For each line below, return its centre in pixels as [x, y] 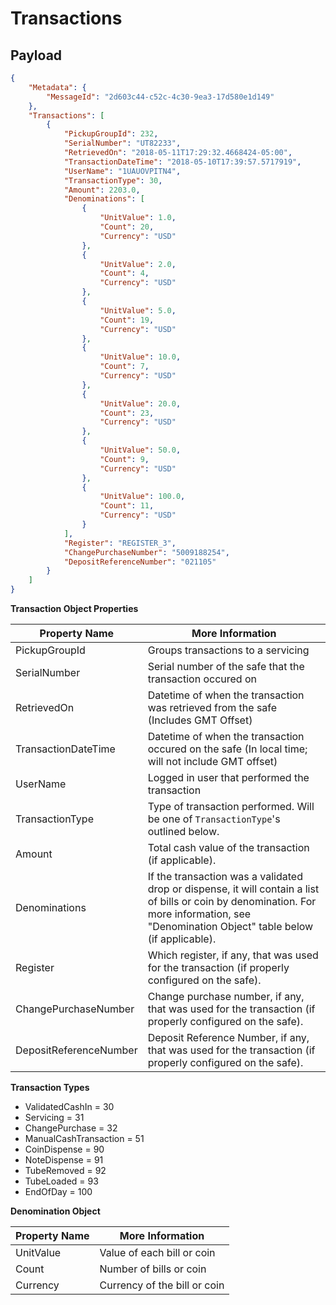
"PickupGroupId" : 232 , [111, 134]
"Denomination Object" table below [230, 926]
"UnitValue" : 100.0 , [142, 497]
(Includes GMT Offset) [200, 720]
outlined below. [183, 831]
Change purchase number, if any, [226, 996]
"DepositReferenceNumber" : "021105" [140, 562]
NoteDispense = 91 [64, 1160]
